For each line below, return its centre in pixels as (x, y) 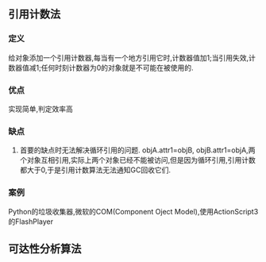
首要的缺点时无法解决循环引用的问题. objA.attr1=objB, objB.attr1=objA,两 (137, 150)
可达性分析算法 (45, 249)
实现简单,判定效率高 (41, 109)
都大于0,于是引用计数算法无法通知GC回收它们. (95, 170)
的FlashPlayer (31, 222)
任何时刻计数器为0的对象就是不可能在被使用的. (117, 67)
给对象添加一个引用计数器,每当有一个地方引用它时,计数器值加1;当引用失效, (129, 57)
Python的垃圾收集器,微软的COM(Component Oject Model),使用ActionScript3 (133, 211)
